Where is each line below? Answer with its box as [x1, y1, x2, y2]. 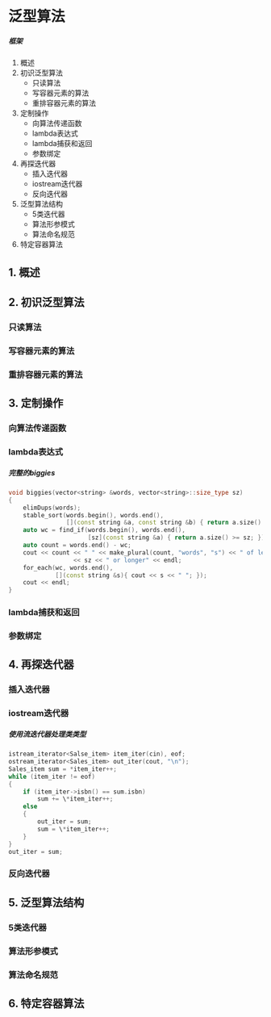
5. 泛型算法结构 [8, 895, 85, 909]
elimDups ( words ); [23, 504, 81, 512]
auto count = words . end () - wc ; [23, 542, 131, 550]
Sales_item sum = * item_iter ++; [8, 764, 117, 773]
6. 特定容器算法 [8, 996, 85, 1010]
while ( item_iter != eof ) [8, 772, 95, 781]
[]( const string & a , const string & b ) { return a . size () [65, 518, 262, 527]
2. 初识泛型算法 [8, 295, 85, 309]
